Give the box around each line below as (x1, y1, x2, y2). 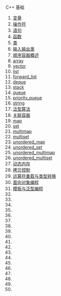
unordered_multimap (12, 150, 55, 155)
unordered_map (12, 139, 45, 145)
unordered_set (12, 144, 42, 150)
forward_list (12, 74, 37, 80)
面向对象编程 (12, 180, 39, 185)
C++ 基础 (5, 4, 25, 10)
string (12, 100, 25, 106)
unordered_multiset (12, 155, 53, 161)
